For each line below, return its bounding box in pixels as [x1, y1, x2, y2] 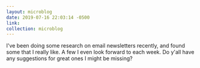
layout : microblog [6, 8, 52, 15]
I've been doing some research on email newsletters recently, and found [6, 42, 185, 49]
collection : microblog [6, 25, 63, 32]
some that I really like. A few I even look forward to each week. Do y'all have [6, 49, 195, 56]
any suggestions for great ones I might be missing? [6, 55, 133, 62]
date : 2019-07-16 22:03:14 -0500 [6, 14, 90, 20]
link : [6, 20, 20, 26]
